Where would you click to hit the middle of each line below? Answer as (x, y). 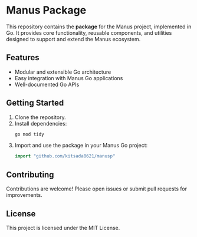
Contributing (30, 175)
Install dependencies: (41, 123)
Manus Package (46, 10)
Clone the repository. (40, 117)
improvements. (24, 195)
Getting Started (35, 103)
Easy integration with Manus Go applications (69, 78)
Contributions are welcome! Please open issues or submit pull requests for (97, 189)
